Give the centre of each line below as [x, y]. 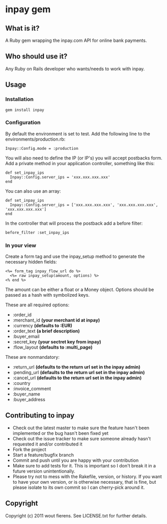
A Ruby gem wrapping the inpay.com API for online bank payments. [76, 40]
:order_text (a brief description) [46, 331]
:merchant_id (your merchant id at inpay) [56, 320]
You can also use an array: [33, 191]
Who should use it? [36, 56]
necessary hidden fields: [31, 262]
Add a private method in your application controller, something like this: [80, 163]
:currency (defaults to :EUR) [43, 326]
